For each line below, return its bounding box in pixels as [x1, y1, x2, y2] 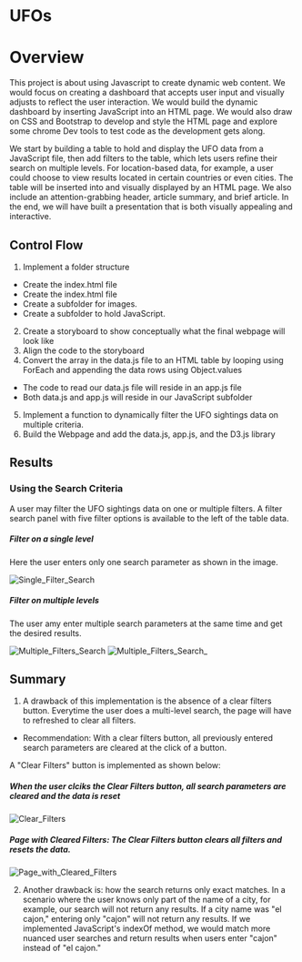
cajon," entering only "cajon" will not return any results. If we [22, 914, 251, 925]
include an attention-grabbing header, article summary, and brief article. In [9, 192, 289, 203]
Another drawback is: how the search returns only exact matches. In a [22, 885, 287, 896]
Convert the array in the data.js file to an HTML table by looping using [22, 354, 284, 365]
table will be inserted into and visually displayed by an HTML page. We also [9, 182, 293, 193]
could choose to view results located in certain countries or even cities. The [9, 172, 294, 183]
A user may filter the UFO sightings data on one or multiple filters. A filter [9, 502, 283, 514]
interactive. [9, 211, 52, 222]
